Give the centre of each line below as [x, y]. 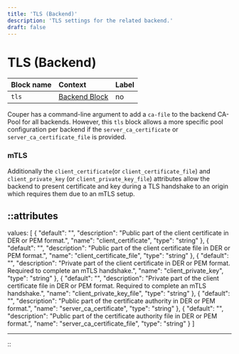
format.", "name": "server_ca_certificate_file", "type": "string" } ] [101, 323]
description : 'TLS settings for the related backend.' [90, 21]
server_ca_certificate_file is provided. [67, 137]
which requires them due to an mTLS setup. [71, 193]
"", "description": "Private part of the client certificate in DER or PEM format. [119, 263]
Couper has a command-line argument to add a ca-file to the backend [112, 114]
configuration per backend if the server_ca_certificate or [93, 129]
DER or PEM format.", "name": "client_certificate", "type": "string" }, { [108, 241]
